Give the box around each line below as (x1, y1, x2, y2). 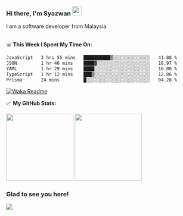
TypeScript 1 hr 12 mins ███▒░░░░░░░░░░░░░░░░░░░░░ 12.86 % (6, 71, 178, 77)
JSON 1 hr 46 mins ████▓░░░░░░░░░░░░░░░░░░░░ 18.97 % (6, 60, 178, 67)
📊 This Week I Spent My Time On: (6, 41, 92, 48)
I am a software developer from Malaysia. (6, 23, 108, 30)
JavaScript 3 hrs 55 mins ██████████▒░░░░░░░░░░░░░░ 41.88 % (6, 55, 178, 61)
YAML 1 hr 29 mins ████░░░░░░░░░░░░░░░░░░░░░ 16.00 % (6, 66, 178, 72)
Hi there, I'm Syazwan (6, 9, 72, 17)
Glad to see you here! (6, 190, 69, 198)
